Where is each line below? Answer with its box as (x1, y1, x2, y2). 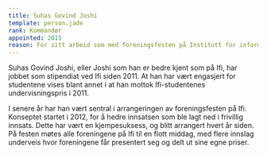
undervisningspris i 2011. (8, 88, 90, 98)
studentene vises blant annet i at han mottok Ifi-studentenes (8, 80, 206, 90)
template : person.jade (8, 19, 83, 27)
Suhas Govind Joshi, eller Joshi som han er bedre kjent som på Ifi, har (8, 63, 238, 72)
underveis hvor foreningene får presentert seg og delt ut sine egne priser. (8, 138, 250, 147)
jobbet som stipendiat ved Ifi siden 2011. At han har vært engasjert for (8, 72, 236, 81)
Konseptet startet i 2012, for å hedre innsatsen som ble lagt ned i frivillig (8, 112, 244, 122)
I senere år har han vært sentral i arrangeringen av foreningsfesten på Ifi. (8, 104, 247, 114)
